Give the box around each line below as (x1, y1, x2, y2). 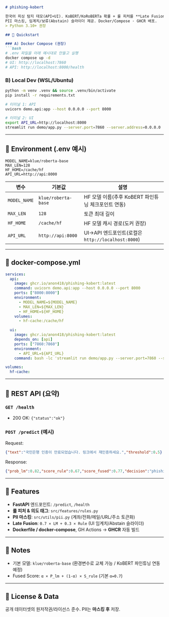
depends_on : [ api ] (14, 337, 53, 342)
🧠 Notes (5, 546, 31, 555)
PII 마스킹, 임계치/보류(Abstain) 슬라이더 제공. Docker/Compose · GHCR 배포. (5, 18, 157, 24)
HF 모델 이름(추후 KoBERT (83, 193, 144, 200)
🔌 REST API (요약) (5, 389, 60, 398)
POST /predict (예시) (5, 428, 54, 435)
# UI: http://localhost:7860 (5, 60, 66, 65)
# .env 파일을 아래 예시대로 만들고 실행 (5, 51, 78, 56)
